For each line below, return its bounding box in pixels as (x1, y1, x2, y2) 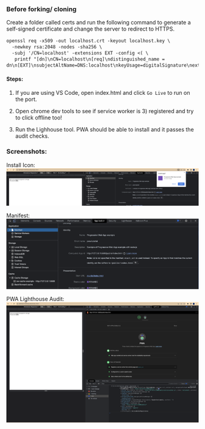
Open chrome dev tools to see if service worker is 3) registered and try (15, 107, 194, 114)
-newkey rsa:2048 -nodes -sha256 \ (12, 44, 103, 50)
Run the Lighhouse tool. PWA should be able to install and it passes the (15, 125, 194, 133)
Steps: (6, 75, 23, 83)
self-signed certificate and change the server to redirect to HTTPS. (6, 25, 175, 32)
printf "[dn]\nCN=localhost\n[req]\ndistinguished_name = (14, 56, 165, 62)
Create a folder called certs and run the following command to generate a (6, 19, 191, 26)
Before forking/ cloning (6, 5, 77, 13)
